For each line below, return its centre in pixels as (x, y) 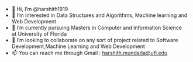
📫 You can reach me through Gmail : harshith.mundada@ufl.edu (89, 53)
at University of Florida (39, 34)
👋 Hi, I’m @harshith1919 (40, 9)
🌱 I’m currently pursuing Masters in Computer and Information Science (97, 27)
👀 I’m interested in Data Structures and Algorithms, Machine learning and (99, 15)
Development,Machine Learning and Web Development (78, 46)
